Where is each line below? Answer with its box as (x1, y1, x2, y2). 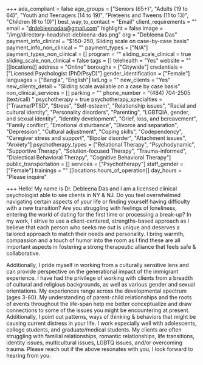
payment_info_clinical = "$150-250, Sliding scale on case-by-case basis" (6, 38, 190, 44)
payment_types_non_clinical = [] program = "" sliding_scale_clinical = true (6, 50, 191, 57)
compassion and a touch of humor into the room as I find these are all (6, 237, 181, 244)
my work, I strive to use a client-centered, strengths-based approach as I (6, 217, 190, 224)
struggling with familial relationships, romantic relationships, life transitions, (6, 333, 194, 339)
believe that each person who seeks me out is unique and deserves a (6, 224, 181, 231)
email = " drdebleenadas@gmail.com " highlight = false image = (6, 24, 163, 32)
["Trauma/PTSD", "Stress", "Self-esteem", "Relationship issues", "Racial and (6, 102, 196, 109)
